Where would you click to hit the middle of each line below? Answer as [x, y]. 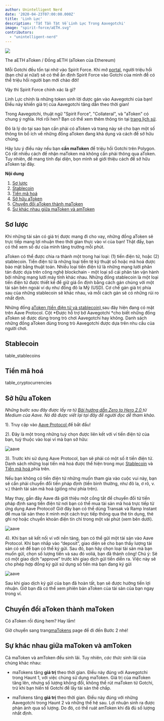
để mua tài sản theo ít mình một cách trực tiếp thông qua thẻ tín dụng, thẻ [79, 514]
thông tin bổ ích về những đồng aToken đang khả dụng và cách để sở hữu [80, 133]
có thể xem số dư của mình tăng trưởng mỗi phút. [55, 247]
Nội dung [15, 173]
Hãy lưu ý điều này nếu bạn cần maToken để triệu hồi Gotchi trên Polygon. [80, 148]
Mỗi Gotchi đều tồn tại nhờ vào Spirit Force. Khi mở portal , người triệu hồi [79, 70]
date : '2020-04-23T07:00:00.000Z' [40, 14]
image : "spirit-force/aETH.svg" [38, 28]
